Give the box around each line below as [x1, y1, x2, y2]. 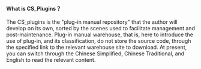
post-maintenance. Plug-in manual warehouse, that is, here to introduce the [6, 31, 194, 38]
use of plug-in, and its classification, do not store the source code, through [6, 37, 191, 45]
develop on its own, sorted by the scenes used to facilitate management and [6, 25, 195, 32]
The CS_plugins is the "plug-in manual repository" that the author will [6, 18, 178, 26]
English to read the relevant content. [6, 57, 96, 64]
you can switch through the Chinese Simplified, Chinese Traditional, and [6, 50, 185, 57]
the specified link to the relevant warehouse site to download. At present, [6, 44, 187, 51]
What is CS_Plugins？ [6, 5, 62, 12]
